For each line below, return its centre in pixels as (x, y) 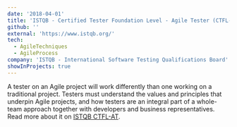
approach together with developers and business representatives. (119, 109)
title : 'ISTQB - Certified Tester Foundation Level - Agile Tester (109, 20)
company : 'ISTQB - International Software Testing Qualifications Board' (118, 60)
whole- (207, 101)
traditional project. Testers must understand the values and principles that (115, 94)
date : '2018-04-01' (36, 14)
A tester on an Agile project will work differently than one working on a (110, 86)
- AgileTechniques (41, 47)
